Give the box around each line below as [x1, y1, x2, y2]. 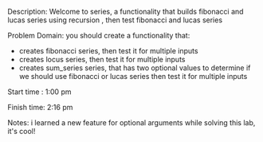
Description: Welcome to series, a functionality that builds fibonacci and [7, 7, 244, 16]
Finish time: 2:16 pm [7, 103, 73, 112]
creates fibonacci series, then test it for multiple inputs [18, 46, 198, 55]
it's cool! [7, 127, 36, 136]
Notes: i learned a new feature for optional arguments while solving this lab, [7, 118, 256, 127]
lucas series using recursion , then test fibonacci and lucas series [7, 15, 223, 25]
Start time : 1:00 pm [7, 87, 72, 97]
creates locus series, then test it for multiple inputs [18, 55, 186, 64]
